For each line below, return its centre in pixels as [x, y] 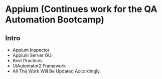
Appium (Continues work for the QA [81, 9]
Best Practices [27, 60]
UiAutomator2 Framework [39, 66]
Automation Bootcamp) [55, 20]
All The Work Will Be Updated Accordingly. [57, 71]
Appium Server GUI [32, 55]
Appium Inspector [31, 50]
